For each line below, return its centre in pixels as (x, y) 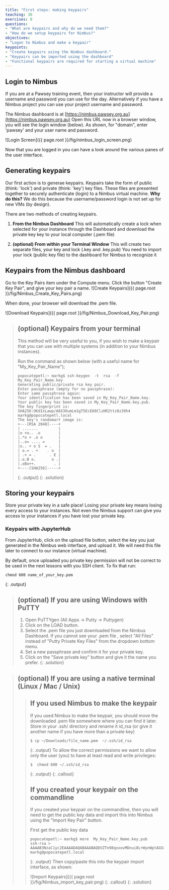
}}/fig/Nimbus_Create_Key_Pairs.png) (44, 293)
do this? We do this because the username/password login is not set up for (83, 199)
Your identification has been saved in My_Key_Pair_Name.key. (84, 398)
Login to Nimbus (31, 82)
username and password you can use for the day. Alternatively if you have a (84, 99)
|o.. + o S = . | (39, 446)
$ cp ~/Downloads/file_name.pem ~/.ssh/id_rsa (81, 741)
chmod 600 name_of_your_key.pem (39, 575)
